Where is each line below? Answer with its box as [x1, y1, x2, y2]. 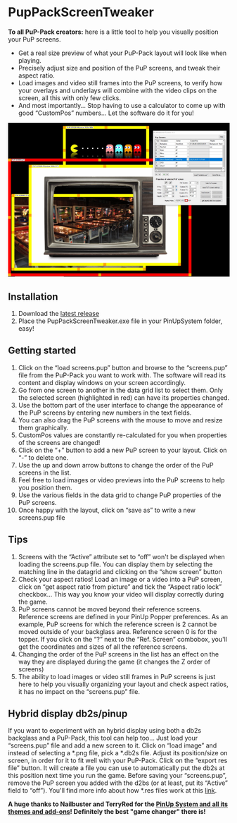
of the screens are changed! [18, 438, 101, 446]
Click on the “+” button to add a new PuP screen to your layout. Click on [18, 446, 227, 454]
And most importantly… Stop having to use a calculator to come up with [18, 101, 226, 109]
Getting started [8, 345, 77, 357]
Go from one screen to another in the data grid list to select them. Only [18, 386, 224, 394]
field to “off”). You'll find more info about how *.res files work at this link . [8, 786, 217, 795]
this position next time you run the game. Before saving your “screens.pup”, [8, 772, 227, 780]
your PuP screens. [8, 35, 62, 43]
